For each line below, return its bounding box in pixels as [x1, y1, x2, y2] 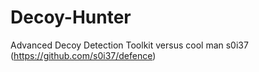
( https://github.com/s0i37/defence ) [10, 49, 157, 61]
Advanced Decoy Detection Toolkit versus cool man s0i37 [10, 39, 249, 51]
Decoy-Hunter [10, 6, 132, 29]
